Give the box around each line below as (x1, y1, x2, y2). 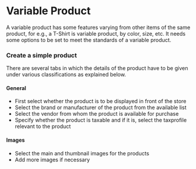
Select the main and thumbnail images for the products (14, 149, 150, 157)
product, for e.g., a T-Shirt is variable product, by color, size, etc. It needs (6, 30, 186, 37)
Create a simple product (6, 51, 77, 59)
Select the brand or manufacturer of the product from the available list (14, 104, 187, 111)
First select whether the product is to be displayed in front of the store (14, 98, 187, 105)
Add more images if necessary (14, 156, 90, 163)
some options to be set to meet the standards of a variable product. (6, 36, 172, 43)
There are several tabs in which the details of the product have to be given (6, 65, 188, 72)
